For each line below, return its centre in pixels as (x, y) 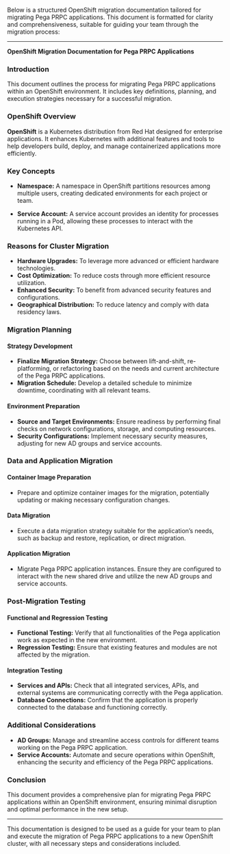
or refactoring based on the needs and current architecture (136, 369)
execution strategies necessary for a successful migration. (90, 99)
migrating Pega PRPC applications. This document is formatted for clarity (110, 17)
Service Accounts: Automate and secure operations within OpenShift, (116, 755)
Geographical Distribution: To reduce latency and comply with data (113, 305)
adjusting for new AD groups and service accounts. (89, 443)
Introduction (28, 69)
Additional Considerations (52, 725)
